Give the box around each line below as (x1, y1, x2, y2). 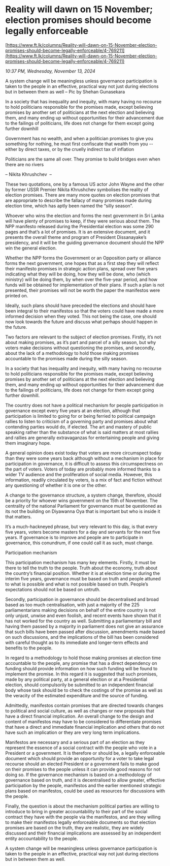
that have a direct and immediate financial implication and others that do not (5, 724, 164, 730)
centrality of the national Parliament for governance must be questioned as (5, 503, 162, 509)
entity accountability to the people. (5, 835, 78, 842)
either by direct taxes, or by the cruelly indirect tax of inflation (5, 146, 134, 152)
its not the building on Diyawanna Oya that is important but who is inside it (5, 508, 161, 514)
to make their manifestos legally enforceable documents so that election (5, 819, 156, 825)
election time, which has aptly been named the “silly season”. (5, 202, 133, 209)
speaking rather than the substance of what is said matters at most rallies (5, 429, 159, 435)
